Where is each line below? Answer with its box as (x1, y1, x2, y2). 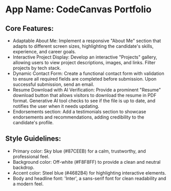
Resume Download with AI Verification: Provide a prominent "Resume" (12, 87, 161, 93)
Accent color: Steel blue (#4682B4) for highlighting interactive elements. (12, 169, 166, 176)
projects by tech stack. (12, 65, 61, 71)
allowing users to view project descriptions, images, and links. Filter (12, 60, 156, 65)
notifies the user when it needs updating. (12, 103, 100, 109)
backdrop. (12, 164, 35, 170)
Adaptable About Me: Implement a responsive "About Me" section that (12, 37, 161, 44)
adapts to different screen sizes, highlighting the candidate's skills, (12, 43, 154, 49)
